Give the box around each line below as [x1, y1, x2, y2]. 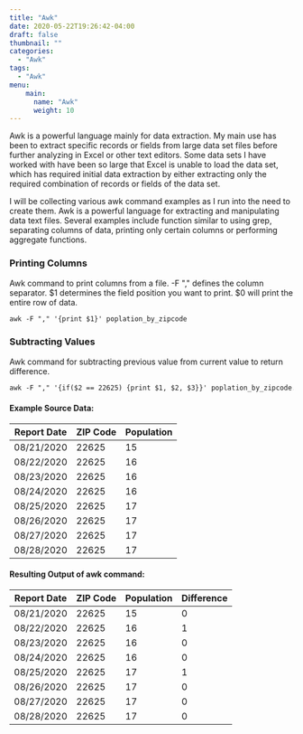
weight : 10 [32, 106, 75, 115]
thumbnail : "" [9, 38, 63, 48]
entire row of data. [9, 296, 78, 307]
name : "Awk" [32, 97, 78, 107]
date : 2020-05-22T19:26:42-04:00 [9, 22, 135, 31]
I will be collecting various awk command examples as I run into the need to [9, 196, 291, 207]
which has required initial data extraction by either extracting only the [9, 169, 268, 180]
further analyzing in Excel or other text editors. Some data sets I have [9, 150, 267, 161]
